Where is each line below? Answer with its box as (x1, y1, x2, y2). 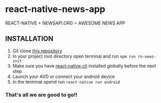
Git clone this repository (12, 47, 63, 53)
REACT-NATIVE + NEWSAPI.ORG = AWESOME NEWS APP (5, 20, 125, 26)
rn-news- (137, 54, 156, 59)
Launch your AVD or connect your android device (12, 73, 115, 79)
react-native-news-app (5, 3, 105, 15)
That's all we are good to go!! (5, 91, 78, 98)
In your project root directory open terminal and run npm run (12, 53, 136, 59)
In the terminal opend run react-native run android (12, 78, 120, 84)
